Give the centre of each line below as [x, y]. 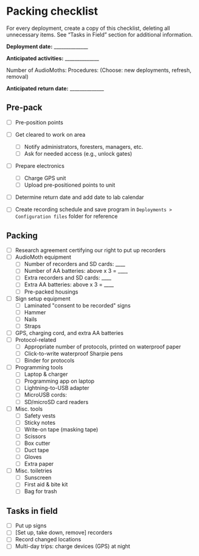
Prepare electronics [40, 166]
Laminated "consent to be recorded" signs [77, 305]
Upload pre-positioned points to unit [70, 185]
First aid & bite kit [46, 485]
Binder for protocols [49, 361]
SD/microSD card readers [56, 402]
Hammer [35, 312]
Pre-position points [39, 122]
